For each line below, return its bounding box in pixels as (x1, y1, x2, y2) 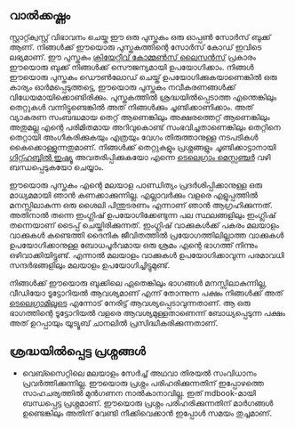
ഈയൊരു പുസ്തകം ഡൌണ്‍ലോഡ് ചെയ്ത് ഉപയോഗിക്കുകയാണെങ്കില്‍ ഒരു (9, 71, 277, 82)
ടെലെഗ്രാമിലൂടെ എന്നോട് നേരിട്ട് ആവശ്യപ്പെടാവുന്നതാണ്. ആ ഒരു (9, 297, 251, 308)
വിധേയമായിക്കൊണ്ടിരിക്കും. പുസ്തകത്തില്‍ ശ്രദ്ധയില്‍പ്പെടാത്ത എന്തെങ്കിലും (9, 92, 277, 102)
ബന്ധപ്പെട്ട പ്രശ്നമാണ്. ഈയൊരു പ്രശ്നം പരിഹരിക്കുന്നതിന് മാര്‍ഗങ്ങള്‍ (21, 397, 274, 409)
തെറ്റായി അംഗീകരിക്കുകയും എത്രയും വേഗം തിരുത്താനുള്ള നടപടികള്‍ (9, 132, 259, 142)
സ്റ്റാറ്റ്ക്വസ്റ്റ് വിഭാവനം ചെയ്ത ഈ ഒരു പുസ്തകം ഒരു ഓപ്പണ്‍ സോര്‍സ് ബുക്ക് (9, 31, 271, 42)
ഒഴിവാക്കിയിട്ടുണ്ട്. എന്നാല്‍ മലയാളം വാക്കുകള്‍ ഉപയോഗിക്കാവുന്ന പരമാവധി (9, 249, 284, 260)
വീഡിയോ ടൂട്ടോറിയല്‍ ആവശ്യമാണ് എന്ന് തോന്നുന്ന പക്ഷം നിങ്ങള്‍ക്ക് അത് (9, 287, 283, 298)
